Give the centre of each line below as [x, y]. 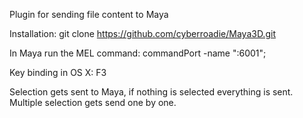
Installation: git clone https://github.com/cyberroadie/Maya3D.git [142, 33]
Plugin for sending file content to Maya [89, 14]
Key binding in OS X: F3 [58, 72]
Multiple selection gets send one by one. [93, 102]
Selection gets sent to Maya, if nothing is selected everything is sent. [151, 92]
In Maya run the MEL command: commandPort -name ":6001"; [138, 53]
